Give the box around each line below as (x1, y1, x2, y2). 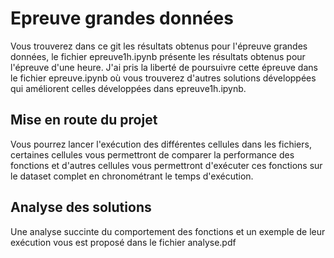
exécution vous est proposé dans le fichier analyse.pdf (10, 236, 237, 248)
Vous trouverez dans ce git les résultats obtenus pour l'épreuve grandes (10, 40, 308, 52)
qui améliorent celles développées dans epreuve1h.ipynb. (10, 82, 247, 94)
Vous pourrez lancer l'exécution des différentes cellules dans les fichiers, (10, 138, 312, 150)
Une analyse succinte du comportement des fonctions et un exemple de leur (10, 225, 326, 237)
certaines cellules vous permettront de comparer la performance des (10, 148, 295, 161)
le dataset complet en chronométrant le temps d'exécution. (10, 170, 254, 182)
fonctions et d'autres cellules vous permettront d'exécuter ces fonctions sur (10, 159, 323, 171)
